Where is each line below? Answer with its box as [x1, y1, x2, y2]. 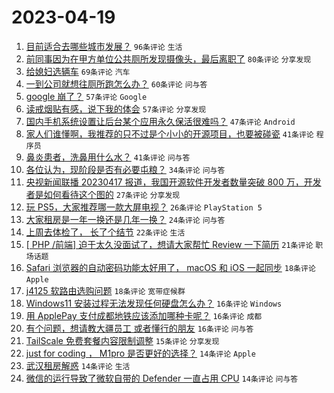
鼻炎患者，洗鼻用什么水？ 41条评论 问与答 [25, 151, 191, 163]
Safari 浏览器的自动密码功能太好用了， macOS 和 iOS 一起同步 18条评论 [25, 261, 316, 273]
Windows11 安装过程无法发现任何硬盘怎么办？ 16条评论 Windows [25, 297, 283, 309]
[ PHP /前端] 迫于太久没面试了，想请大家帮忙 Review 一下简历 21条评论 [25, 238, 314, 250]
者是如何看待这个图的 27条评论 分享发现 [25, 188, 181, 200]
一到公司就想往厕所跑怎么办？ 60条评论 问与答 [25, 77, 208, 90]
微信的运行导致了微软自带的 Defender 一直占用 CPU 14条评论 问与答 [25, 372, 299, 384]
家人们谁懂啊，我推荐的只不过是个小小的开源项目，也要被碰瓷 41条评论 [25, 127, 314, 140]
